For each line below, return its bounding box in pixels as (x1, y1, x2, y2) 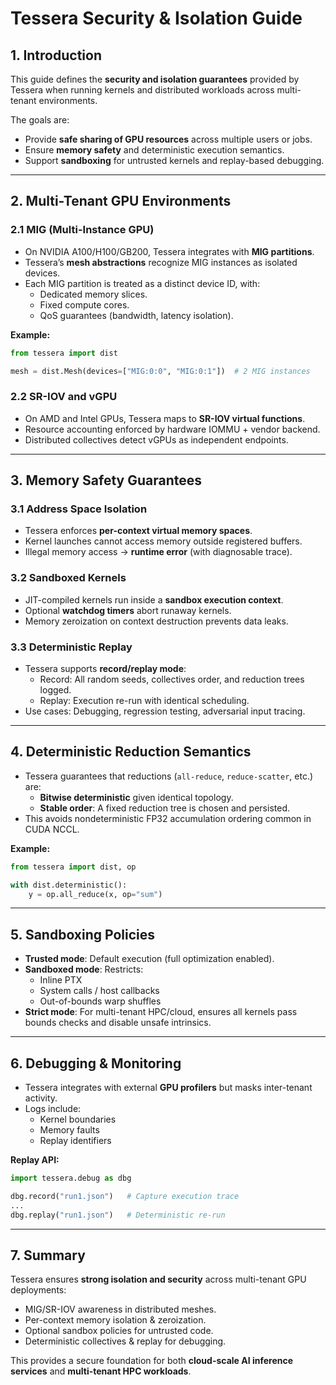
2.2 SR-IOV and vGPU (10, 390, 118, 404)
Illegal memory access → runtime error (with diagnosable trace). (24, 546, 293, 558)
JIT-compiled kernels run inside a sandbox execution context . (24, 593, 284, 606)
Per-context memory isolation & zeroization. (24, 1314, 207, 1326)
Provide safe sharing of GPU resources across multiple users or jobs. (24, 133, 313, 145)
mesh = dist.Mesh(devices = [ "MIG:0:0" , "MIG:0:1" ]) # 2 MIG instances (10, 366, 311, 376)
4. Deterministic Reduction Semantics (10, 743, 252, 761)
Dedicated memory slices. (39, 288, 148, 300)
